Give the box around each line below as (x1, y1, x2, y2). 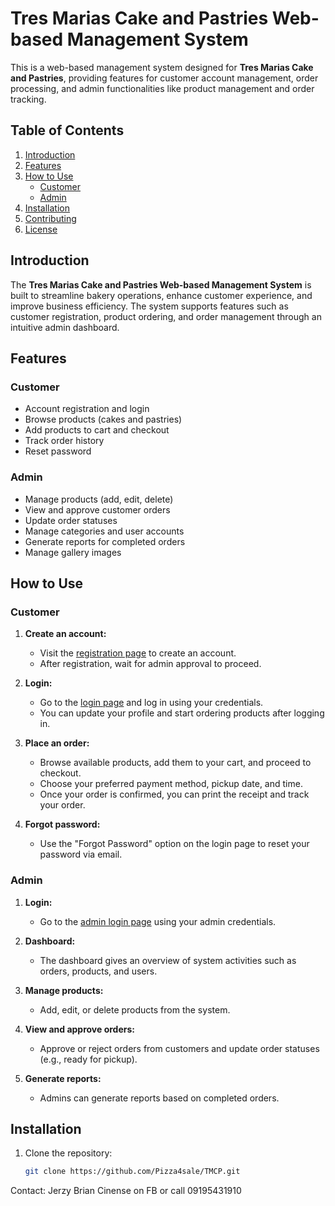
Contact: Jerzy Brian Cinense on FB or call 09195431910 (10, 1185, 242, 1197)
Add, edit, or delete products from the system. (39, 1003, 231, 1016)
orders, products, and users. (39, 965, 158, 977)
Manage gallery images (24, 546, 122, 558)
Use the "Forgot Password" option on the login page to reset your (39, 838, 310, 850)
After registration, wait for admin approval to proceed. (39, 658, 262, 670)
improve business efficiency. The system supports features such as (10, 300, 289, 312)
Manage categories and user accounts (24, 525, 185, 537)
